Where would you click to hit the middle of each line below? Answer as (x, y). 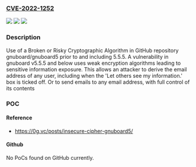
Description (23, 37)
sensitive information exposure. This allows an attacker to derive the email (97, 69)
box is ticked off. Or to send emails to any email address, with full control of (98, 82)
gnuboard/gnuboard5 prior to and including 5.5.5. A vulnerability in (87, 56)
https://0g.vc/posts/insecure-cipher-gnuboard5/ (74, 131)
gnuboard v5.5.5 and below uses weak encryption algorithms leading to (94, 63)
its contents (20, 88)
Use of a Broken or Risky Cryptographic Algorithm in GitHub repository (92, 50)
